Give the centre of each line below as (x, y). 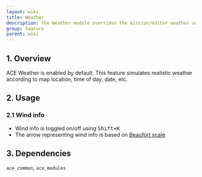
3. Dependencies (39, 154)
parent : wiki (23, 34)
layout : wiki (23, 12)
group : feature (25, 28)
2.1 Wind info (26, 115)
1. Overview (29, 58)
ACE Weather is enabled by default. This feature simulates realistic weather (99, 73)
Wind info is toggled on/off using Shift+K (67, 128)
